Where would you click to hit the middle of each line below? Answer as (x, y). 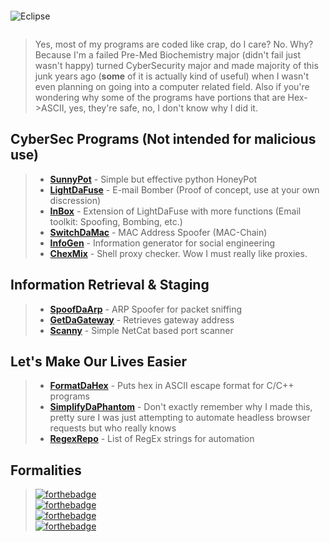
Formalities (46, 470)
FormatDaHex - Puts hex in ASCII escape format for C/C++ (172, 386)
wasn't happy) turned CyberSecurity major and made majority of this (176, 65)
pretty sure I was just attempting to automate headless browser (180, 418)
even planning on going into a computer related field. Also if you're (172, 86)
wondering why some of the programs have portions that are (160, 97)
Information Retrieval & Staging (110, 285)
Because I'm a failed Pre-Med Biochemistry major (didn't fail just (168, 55)
